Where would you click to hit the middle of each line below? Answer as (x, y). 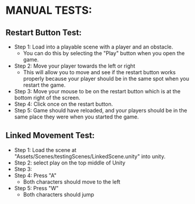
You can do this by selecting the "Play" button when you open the (104, 53)
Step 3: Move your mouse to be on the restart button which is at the (97, 91)
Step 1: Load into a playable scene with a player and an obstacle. (94, 47)
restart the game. (44, 85)
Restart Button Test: (44, 33)
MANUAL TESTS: (49, 10)
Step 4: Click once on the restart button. (64, 104)
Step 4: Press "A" (35, 175)
